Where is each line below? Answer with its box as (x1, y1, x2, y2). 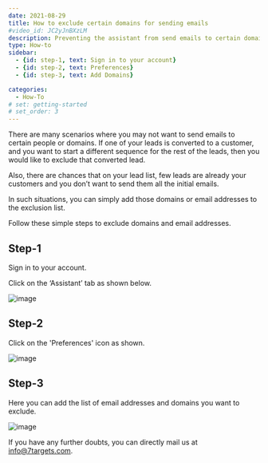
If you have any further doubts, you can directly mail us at (8, 437, 198, 447)
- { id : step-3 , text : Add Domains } (15, 71, 134, 79)
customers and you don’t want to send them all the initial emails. (8, 179, 219, 188)
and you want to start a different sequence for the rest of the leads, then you (8, 147, 260, 156)
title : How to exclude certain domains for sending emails (8, 19, 209, 27)
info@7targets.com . (8, 445, 73, 455)
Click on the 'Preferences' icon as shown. (8, 338, 145, 347)
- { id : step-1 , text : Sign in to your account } (15, 57, 177, 65)
